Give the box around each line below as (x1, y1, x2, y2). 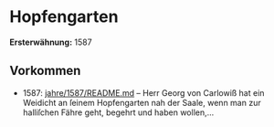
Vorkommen (9, 63, 81, 79)
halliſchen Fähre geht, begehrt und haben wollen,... (22, 107, 215, 118)
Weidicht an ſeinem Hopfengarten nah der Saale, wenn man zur (22, 97, 262, 108)
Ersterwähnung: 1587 (9, 37, 93, 48)
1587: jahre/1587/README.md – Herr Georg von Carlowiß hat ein (22, 87, 265, 98)
